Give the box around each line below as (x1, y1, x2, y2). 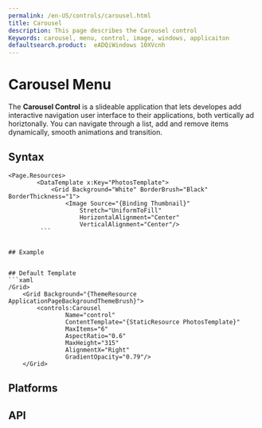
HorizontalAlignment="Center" (79, 213, 180, 222)
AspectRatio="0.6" (65, 332, 127, 340)
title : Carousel (8, 19, 62, 27)
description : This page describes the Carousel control (8, 26, 197, 34)
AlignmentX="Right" (65, 346, 130, 354)
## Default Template (8, 269, 77, 277)
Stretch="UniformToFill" (79, 206, 162, 214)
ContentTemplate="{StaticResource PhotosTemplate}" (65, 318, 240, 326)
